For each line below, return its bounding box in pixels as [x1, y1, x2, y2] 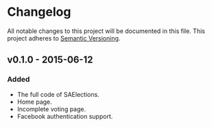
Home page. [16, 97, 53, 106]
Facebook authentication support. [16, 112, 113, 120]
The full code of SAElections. [16, 90, 99, 98]
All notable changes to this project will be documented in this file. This [7, 27, 206, 35]
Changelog [7, 4, 71, 20]
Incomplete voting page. [16, 104, 86, 113]
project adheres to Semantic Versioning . [7, 34, 121, 42]
